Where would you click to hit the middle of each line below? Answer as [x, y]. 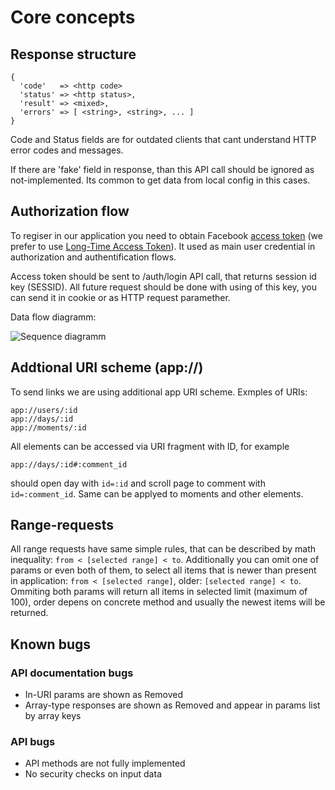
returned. [29, 613]
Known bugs [51, 644]
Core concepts [73, 17]
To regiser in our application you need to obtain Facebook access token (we [166, 235]
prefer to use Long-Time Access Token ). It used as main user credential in [163, 246]
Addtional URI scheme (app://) [107, 367]
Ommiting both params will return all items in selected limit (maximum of [159, 592]
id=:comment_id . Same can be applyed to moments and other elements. [157, 493]
